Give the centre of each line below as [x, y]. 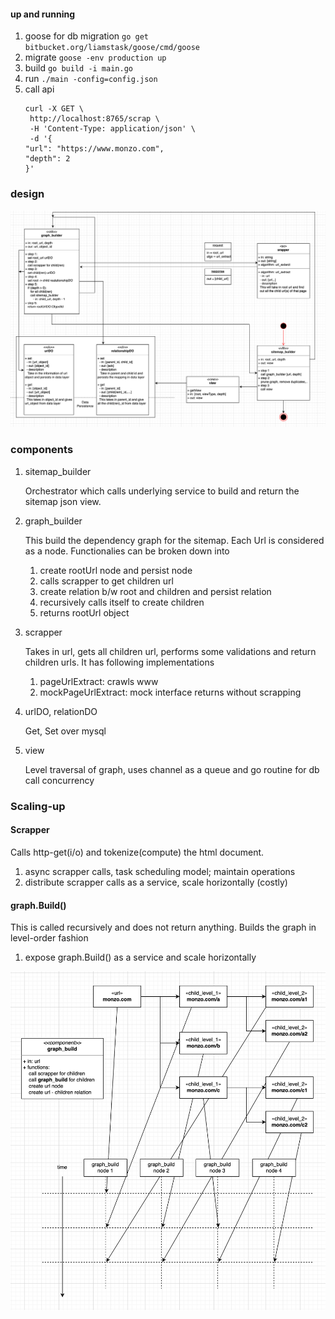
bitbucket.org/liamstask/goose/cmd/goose [112, 48]
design [27, 194]
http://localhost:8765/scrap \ [94, 119]
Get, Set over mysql [65, 731]
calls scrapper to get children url [106, 581]
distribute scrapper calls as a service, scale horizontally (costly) [156, 882]
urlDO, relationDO [61, 711]
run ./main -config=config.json [91, 79]
